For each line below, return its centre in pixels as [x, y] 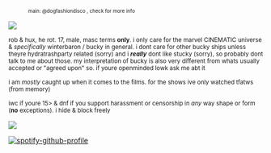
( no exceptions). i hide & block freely [59, 110]
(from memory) [30, 89]
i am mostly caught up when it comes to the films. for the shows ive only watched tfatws [131, 82]
